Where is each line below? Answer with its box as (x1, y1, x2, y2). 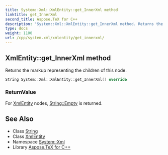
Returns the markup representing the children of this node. (5, 67, 127, 73)
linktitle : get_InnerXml (5, 12, 57, 17)
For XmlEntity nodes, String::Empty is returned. (5, 100, 103, 106)
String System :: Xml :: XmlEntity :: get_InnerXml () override (5, 77, 127, 82)
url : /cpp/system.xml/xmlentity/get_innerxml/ (5, 36, 105, 41)
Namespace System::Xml (12, 138, 65, 144)
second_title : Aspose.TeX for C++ (5, 17, 78, 22)
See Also (5, 115, 34, 123)
